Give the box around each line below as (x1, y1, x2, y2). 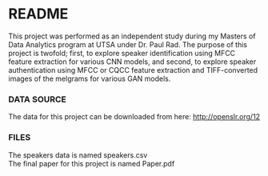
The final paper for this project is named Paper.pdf (8, 158, 175, 168)
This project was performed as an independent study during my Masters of (8, 31, 256, 41)
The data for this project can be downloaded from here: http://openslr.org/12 (8, 112, 261, 122)
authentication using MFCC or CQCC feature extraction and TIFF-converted (8, 65, 258, 74)
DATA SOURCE (8, 94, 66, 105)
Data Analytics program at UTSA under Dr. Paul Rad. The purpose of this (8, 39, 248, 49)
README (8, 5, 69, 23)
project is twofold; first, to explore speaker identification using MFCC (8, 48, 236, 58)
